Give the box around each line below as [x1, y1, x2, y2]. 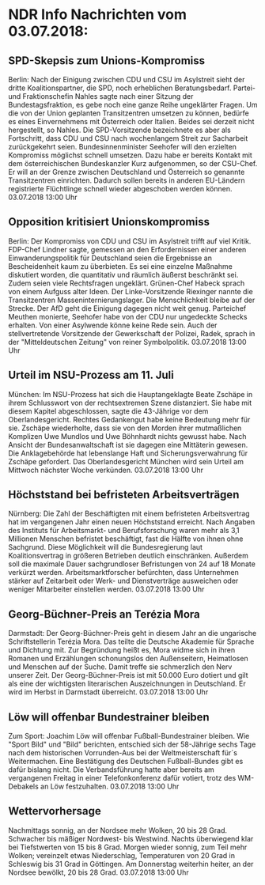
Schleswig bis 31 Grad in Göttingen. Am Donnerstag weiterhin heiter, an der [8, 859, 254, 868]
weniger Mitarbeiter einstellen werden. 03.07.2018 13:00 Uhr [8, 584, 205, 594]
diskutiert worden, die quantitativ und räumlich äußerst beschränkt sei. [8, 270, 239, 279]
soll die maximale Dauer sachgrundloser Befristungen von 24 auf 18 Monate [8, 559, 256, 569]
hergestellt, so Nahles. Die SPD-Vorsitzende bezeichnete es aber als [8, 125, 231, 134]
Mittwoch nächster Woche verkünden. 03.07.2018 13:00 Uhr [8, 465, 204, 475]
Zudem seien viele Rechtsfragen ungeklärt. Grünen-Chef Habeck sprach [8, 278, 245, 288]
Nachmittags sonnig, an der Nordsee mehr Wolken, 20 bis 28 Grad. [8, 825, 228, 835]
